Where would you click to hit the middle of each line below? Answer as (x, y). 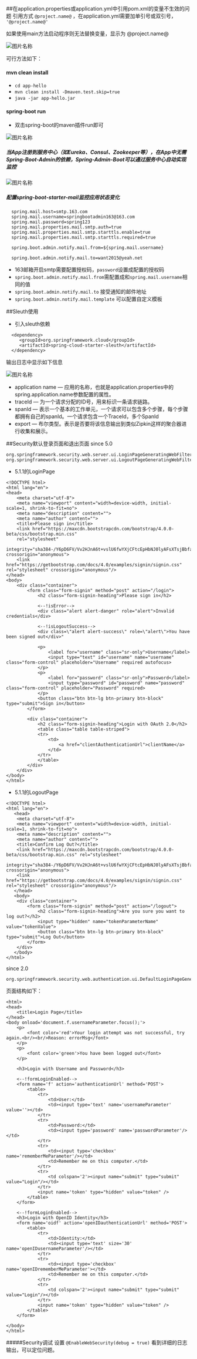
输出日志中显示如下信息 (34, 362)
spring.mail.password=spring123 (51, 222)
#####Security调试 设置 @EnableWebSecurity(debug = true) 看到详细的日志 (97, 1343)
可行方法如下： (24, 58)
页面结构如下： (24, 991)
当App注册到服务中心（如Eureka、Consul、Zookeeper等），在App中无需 (96, 152)
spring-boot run (26, 111)
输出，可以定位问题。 (32, 1350)
